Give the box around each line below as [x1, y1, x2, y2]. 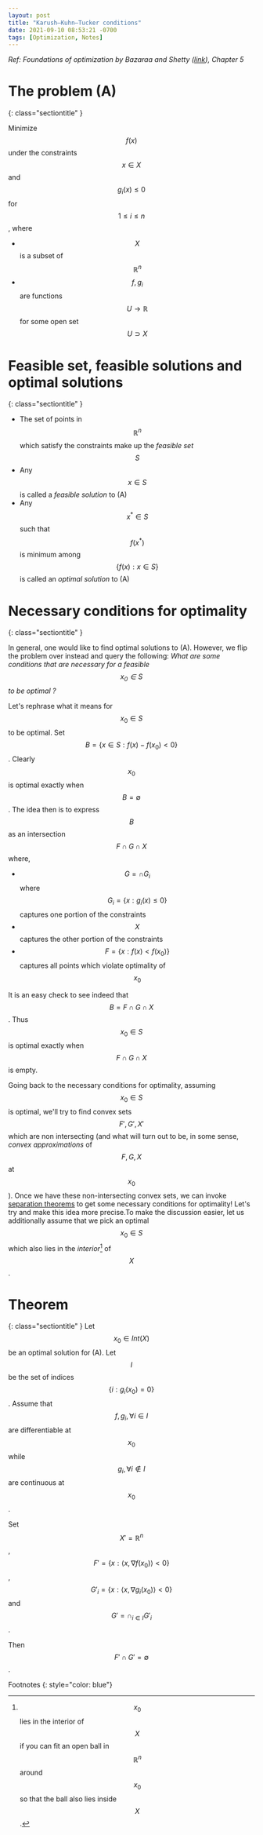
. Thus [8, 1014, 29, 1024]
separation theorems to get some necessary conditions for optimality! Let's [8, 1199, 250, 1209]
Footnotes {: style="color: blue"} [8, 1680, 113, 1690]
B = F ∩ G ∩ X [109, 1002, 154, 1012]
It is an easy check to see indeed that [8, 990, 129, 999]
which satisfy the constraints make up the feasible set [19, 441, 194, 451]
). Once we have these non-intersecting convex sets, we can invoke [8, 1191, 227, 1201]
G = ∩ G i [124, 869, 151, 881]
